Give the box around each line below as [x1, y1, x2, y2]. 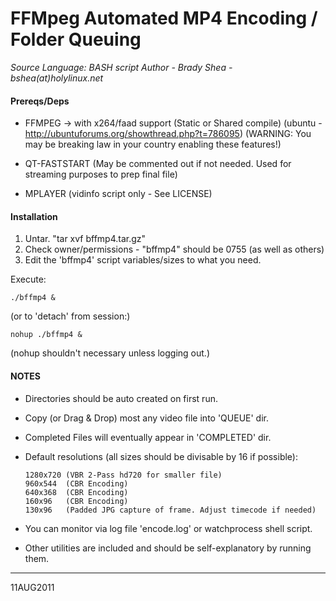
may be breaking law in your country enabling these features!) [24, 138, 282, 151]
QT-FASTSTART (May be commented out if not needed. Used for [24, 158, 292, 170]
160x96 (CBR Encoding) [24, 496, 129, 506]
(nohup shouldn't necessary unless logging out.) [10, 347, 211, 359]
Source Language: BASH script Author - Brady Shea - [10, 61, 233, 73]
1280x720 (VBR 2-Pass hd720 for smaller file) [24, 470, 223, 480]
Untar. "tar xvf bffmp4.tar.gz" [24, 233, 147, 245]
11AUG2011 [10, 581, 55, 593]
